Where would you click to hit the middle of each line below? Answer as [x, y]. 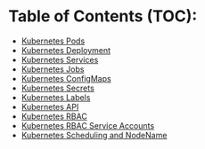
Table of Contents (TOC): [103, 16]
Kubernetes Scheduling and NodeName [94, 135]
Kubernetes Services [60, 59]
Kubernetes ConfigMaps [66, 78]
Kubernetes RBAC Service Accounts [88, 125]
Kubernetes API [50, 106]
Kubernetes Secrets [57, 88]
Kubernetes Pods [53, 41]
